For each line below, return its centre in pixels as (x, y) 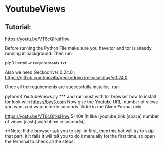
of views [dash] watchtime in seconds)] (45, 121)
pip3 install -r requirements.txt (36, 63)
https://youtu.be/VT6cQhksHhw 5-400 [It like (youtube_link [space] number (82, 116)
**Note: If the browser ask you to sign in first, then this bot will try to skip (79, 131)
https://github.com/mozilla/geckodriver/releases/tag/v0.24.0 (66, 77)
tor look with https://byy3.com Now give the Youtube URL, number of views (82, 102)
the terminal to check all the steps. (40, 141)
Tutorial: (18, 27)
